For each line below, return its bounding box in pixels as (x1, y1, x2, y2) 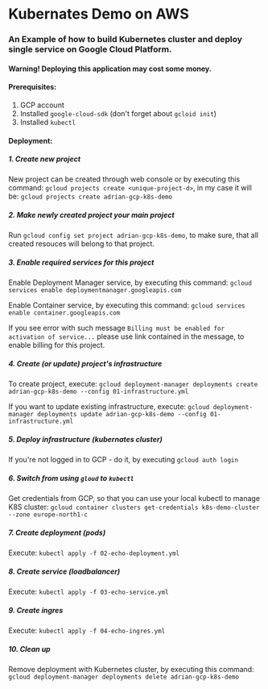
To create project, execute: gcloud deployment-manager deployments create (8, 379, 258, 389)
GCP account (19, 100, 64, 110)
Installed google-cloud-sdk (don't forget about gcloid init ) (19, 108, 217, 118)
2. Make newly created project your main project (8, 211, 175, 220)
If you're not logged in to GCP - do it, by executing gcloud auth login (8, 455, 239, 465)
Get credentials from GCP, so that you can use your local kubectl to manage (8, 494, 260, 503)
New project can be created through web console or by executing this (8, 174, 241, 184)
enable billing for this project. (8, 340, 105, 350)
